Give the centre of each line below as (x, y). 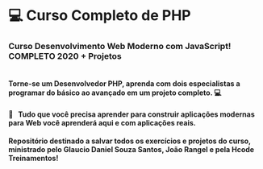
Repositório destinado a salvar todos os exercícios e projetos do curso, (130, 141)
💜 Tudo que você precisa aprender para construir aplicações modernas (132, 114)
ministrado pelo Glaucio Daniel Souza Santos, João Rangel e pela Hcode (131, 150)
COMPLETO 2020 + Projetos (65, 56)
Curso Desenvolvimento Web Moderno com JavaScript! (120, 47)
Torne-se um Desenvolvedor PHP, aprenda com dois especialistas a (124, 84)
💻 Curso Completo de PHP (100, 16)
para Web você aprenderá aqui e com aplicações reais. (102, 122)
